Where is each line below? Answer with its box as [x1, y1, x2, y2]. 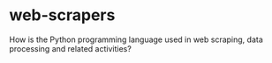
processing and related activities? [9, 43, 132, 53]
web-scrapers [9, 5, 116, 25]
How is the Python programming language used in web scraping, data [9, 34, 263, 45]
